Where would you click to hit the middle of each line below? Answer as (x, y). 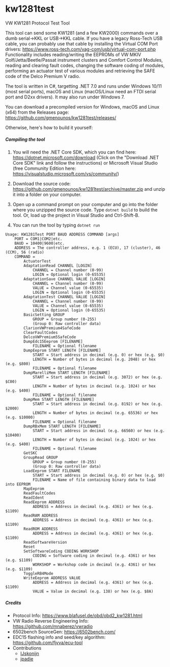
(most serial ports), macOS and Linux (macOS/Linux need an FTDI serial (81, 91)
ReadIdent (34, 498)
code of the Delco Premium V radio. (43, 76)
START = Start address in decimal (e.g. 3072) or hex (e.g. (97, 377)
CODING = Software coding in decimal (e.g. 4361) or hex (94, 556)
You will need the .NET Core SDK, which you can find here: (74, 152)
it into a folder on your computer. (47, 194)
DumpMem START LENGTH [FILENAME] (59, 399)
